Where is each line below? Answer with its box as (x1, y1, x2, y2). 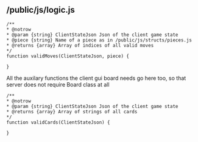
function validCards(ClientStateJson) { (6, 119, 111, 126)
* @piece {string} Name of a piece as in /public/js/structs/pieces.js (6, 37, 192, 43)
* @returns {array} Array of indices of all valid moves (6, 42, 154, 48)
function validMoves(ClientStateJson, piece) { (6, 53, 130, 59)
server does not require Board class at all (6, 80, 110, 88)
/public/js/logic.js (6, 5, 75, 15)
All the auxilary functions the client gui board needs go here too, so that (6, 74, 186, 82)
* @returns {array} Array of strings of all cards (6, 108, 138, 115)
